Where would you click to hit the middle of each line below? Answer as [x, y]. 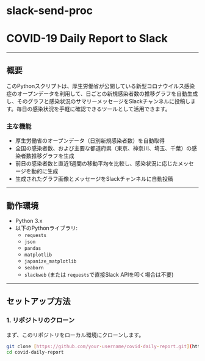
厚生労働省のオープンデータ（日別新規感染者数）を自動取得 [90, 140]
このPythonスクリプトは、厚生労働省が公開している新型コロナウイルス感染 [101, 86]
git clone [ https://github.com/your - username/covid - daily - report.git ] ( [99, 346]
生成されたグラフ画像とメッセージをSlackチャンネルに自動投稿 [94, 179]
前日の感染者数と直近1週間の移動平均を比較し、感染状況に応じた [96, 164]
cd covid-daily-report [35, 352]
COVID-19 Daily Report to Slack [87, 39]
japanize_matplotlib [50, 261]
